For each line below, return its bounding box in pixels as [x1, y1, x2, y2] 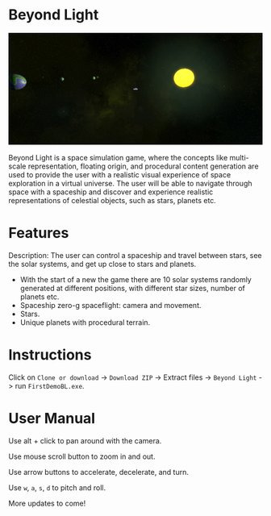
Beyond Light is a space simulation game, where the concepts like [8, 152, 228, 162]
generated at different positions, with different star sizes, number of [19, 283, 246, 293]
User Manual [8, 409, 95, 427]
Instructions [8, 346, 92, 364]
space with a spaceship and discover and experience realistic [8, 187, 214, 197]
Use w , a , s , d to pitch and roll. [8, 482, 106, 493]
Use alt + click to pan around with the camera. [8, 435, 162, 445]
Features [8, 224, 69, 243]
